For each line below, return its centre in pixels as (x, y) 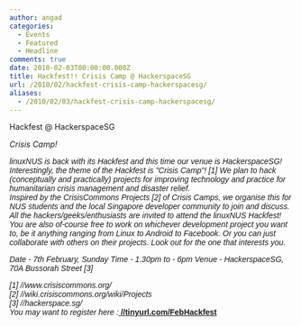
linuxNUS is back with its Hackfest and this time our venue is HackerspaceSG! (146, 162)
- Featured (38, 43)
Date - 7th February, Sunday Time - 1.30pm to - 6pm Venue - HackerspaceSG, (146, 259)
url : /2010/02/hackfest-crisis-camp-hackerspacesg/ (108, 85)
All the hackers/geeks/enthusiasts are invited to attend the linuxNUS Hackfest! (146, 216)
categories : (32, 26)
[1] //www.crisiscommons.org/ (61, 285)
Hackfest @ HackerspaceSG (62, 127)
